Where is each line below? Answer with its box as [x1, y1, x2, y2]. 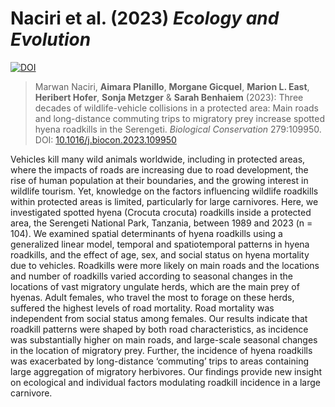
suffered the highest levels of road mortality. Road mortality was [10, 302, 275, 314]
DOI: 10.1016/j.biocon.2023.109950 [34, 133, 177, 146]
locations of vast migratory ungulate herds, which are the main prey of [10, 280, 300, 292]
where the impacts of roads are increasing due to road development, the [10, 163, 309, 176]
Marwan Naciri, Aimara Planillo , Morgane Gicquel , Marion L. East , [34, 80, 310, 92]
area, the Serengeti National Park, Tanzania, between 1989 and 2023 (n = [10, 217, 313, 229]
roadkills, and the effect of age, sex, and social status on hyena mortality [10, 248, 310, 261]
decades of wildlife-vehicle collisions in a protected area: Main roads [34, 102, 319, 114]
